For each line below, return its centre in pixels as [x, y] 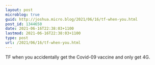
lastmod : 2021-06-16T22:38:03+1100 [43, 33]
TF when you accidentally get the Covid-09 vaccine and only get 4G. [78, 57]
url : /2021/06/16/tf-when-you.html [43, 43]
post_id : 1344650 [24, 24]
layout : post [19, 10]
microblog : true [22, 15]
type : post [17, 38]
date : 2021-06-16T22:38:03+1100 [40, 29]
